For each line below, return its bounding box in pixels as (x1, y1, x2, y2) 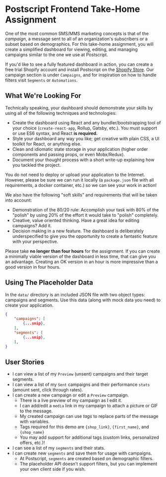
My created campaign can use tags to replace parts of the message (19, 413, 159, 419)
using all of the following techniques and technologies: (5, 110, 117, 116)
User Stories (5, 358, 45, 366)
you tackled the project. (12, 162, 61, 168)
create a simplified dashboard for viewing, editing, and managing (5, 46, 138, 52)
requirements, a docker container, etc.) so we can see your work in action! (5, 182, 157, 188)
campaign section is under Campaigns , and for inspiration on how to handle (5, 72, 157, 78)
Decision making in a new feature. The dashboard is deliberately (12, 228, 144, 234)
